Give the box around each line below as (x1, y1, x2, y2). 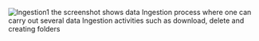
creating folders (8, 24, 61, 33)
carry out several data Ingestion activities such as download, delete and (8, 16, 245, 25)
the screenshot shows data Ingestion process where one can (50, 8, 252, 17)
